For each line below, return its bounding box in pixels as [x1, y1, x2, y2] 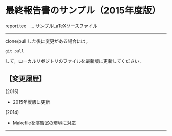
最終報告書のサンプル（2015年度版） [5, 5, 161, 16]
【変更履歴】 [5, 75, 46, 83]
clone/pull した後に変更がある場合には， [5, 38, 91, 44]
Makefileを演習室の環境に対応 [12, 120, 76, 126]
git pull [5, 48, 24, 54]
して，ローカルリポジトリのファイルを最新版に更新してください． [5, 58, 144, 64]
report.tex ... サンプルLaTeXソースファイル [5, 22, 98, 29]
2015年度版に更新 [12, 99, 50, 105]
